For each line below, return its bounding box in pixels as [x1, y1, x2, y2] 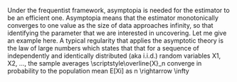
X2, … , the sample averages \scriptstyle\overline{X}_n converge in [7, 59, 202, 67]
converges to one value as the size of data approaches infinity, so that [7, 21, 214, 29]
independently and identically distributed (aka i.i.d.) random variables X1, [7, 51, 221, 60]
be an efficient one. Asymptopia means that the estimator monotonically [7, 14, 219, 22]
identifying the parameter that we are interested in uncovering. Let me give [7, 29, 227, 37]
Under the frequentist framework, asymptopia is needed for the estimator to [7, 6, 230, 14]
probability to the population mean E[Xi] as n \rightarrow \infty [7, 67, 190, 75]
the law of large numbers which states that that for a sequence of [7, 44, 199, 52]
